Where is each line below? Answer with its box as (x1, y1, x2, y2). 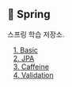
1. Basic (13, 45, 39, 55)
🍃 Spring (7, 8, 51, 21)
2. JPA (13, 53, 35, 63)
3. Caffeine (13, 62, 49, 71)
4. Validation (13, 70, 55, 79)
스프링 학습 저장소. (7, 29, 65, 39)
